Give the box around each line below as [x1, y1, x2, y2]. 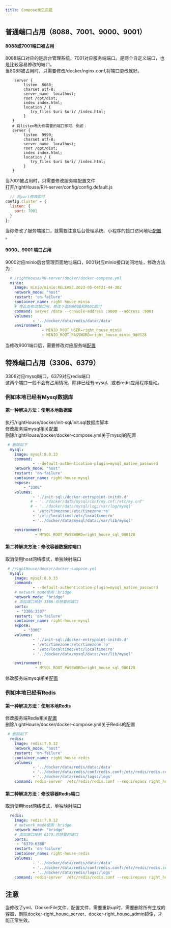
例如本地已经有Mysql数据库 [5, 393, 73, 401]
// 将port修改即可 [10, 194, 45, 199]
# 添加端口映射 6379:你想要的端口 [14, 832, 78, 837]
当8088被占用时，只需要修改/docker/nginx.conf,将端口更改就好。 [5, 68, 142, 74]
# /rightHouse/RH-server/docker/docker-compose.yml [10, 276, 122, 281]
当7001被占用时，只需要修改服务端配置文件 [5, 178, 96, 184]
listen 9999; [23, 132, 53, 138]
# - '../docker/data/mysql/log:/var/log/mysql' [30, 504, 133, 509]
